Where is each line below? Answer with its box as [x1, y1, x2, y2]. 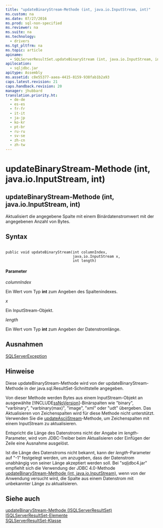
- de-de [10, 98, 26, 102]
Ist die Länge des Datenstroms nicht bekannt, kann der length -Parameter [5, 449, 151, 455]
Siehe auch [5, 495, 40, 503]
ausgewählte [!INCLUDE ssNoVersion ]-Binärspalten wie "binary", [5, 400, 134, 406]
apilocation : [5, 61, 32, 66]
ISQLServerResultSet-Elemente [5, 512, 68, 518]
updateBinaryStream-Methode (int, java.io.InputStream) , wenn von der [5, 470, 146, 476]
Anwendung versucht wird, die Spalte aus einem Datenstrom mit [5, 475, 134, 481]
